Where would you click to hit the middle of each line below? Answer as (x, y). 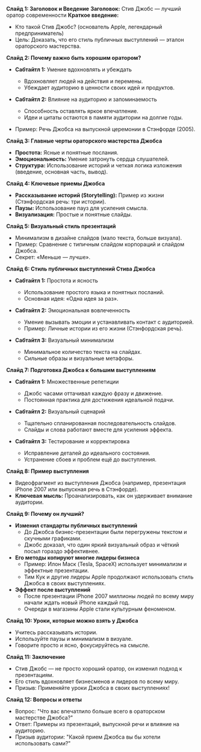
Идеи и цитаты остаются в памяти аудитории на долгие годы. (104, 117)
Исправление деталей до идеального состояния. (87, 453)
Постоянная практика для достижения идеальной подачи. (99, 400)
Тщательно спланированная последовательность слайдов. (100, 423)
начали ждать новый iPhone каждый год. (77, 603)
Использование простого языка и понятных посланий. (94, 292)
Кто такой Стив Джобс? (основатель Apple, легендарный (88, 27)
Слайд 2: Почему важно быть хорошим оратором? (74, 58)
